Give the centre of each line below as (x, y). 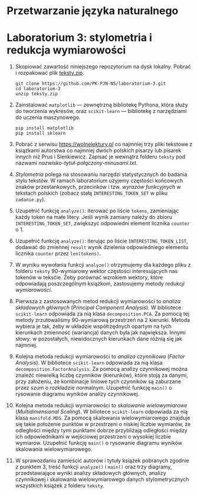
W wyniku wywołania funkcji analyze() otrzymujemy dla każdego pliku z (103, 265)
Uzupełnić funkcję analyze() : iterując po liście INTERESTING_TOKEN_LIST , (101, 241)
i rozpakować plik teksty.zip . (49, 73)
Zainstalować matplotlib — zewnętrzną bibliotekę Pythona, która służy (101, 105)
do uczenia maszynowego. (48, 117)
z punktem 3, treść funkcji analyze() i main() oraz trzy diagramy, (94, 467)
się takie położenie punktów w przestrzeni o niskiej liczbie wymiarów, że (103, 424)
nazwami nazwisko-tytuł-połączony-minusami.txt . (76, 163)
